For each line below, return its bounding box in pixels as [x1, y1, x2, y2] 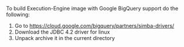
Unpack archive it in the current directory [14, 35, 115, 41]
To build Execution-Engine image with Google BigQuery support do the [6, 5, 179, 12]
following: [6, 11, 30, 18]
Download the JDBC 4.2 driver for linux [14, 28, 110, 35]
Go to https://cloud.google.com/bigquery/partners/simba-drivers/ [14, 23, 175, 29]
